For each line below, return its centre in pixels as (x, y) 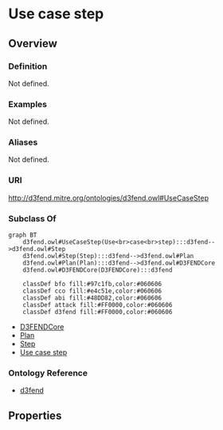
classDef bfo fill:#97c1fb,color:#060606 (92, 285)
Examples (28, 104)
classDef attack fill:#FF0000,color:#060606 (98, 305)
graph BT (23, 235)
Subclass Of (33, 218)
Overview (33, 44)
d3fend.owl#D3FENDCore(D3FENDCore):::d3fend (98, 270)
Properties (35, 415)
